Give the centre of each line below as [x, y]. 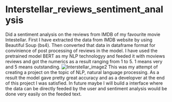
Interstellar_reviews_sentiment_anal [84, 9]
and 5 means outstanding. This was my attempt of [82, 67]
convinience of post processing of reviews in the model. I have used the [81, 50]
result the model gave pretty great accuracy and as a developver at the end [85, 78]
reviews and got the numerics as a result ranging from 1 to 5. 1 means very [84, 61]
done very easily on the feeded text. [44, 94]
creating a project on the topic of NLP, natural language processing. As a [82, 72]
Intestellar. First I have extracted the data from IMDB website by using [79, 40]
